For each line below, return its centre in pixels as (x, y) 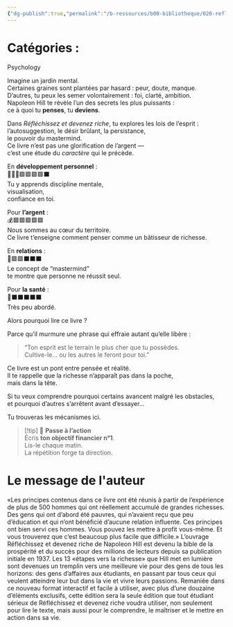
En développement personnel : (52, 166)
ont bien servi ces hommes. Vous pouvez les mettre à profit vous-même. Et (115, 529)
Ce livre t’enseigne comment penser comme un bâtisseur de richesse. (107, 237)
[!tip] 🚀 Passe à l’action (58, 430)
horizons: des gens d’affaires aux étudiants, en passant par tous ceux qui (112, 573)
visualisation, (26, 191)
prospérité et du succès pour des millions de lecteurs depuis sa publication (114, 551)
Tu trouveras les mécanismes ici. (54, 417)
